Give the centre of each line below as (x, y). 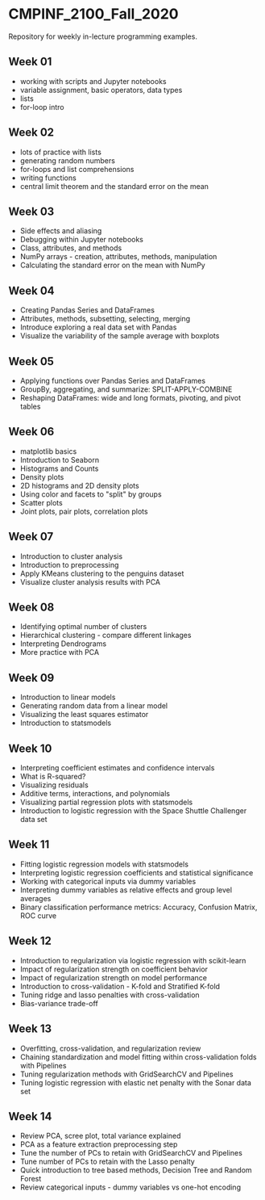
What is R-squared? (53, 777)
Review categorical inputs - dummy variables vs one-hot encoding (130, 1187)
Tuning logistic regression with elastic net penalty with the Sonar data (136, 1082)
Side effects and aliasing (61, 231)
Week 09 (31, 678)
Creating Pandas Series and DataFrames (87, 310)
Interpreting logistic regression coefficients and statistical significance (137, 872)
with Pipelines (43, 1065)
